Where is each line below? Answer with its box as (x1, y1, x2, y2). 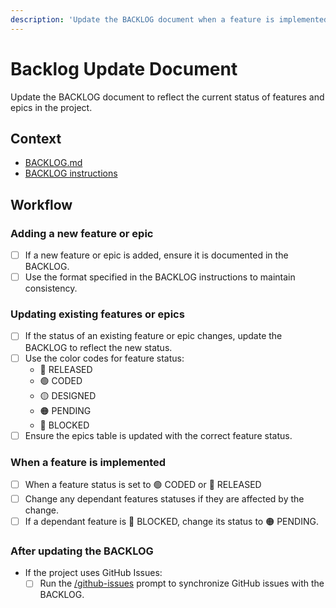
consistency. (24, 282, 78, 295)
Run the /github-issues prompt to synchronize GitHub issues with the (39, 577, 325, 590)
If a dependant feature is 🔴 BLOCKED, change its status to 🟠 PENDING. (24, 516, 319, 528)
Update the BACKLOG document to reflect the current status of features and (10, 91, 325, 103)
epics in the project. (10, 101, 93, 113)
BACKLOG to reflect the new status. (24, 341, 173, 353)
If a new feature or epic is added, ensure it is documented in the (24, 249, 289, 261)
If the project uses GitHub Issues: (24, 567, 163, 579)
